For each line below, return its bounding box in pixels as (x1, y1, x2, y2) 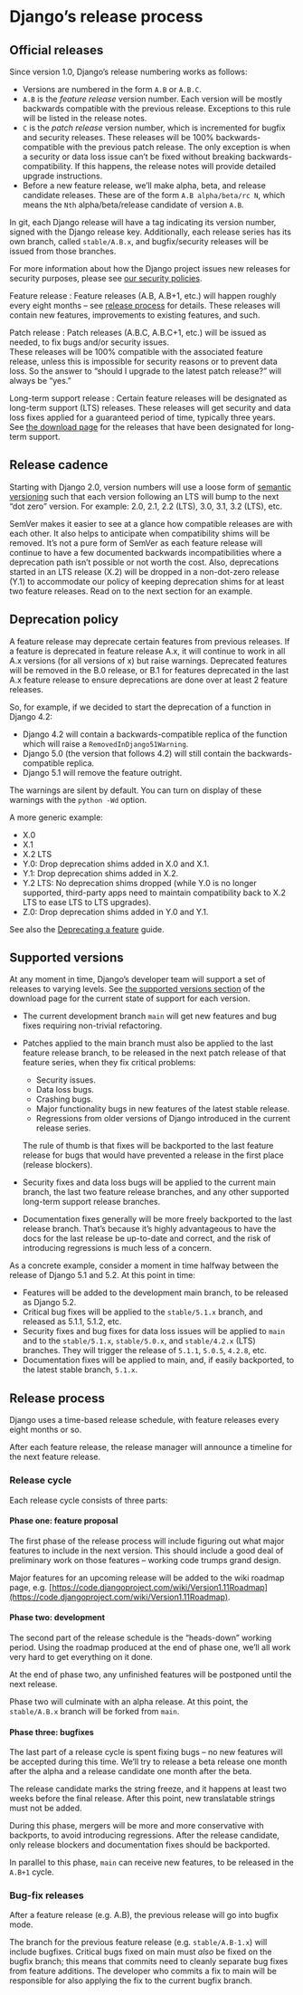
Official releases (9, 43, 104, 58)
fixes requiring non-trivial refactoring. (22, 1020, 163, 1031)
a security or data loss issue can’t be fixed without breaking (22, 151, 246, 162)
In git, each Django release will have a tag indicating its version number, (9, 217, 277, 227)
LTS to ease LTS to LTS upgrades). (22, 896, 152, 907)
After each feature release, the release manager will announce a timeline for (9, 1442, 292, 1453)
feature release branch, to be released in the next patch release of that (22, 1047, 287, 1058)
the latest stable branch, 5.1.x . (22, 1364, 138, 1375)
